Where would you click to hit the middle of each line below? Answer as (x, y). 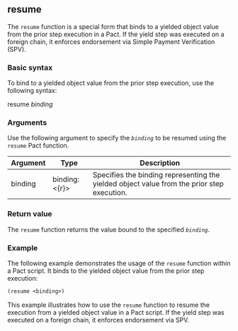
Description (160, 163)
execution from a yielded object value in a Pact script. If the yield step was (116, 312)
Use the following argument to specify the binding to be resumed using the (117, 138)
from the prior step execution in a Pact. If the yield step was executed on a (116, 34)
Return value (30, 214)
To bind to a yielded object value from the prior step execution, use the (111, 83)
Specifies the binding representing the (156, 175)
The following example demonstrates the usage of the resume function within (119, 263)
